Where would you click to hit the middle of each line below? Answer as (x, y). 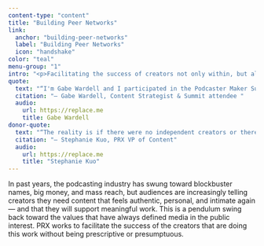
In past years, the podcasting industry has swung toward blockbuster (121, 184)
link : (17, 30)
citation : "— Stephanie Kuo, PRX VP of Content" (96, 140)
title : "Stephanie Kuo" (61, 162)
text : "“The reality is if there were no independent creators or (126, 132)
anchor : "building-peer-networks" (71, 37)
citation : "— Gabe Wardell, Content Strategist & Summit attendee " (130, 96)
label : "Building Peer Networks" (70, 45)
